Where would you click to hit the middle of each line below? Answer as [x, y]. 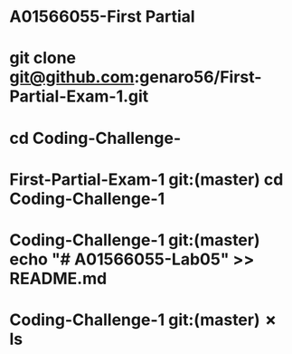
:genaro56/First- [198, 77]
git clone [43, 58]
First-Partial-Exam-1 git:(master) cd [146, 179]
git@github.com [72, 77]
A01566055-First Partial [103, 17]
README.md [58, 278]
